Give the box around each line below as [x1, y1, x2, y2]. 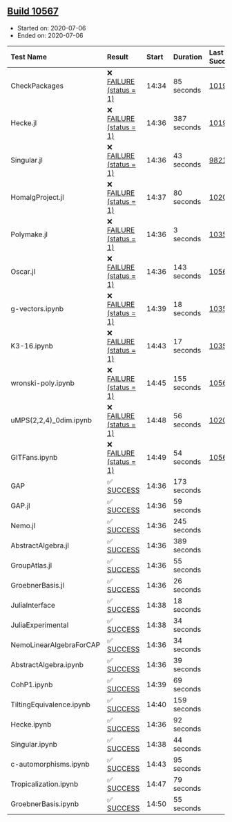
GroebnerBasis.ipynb [10, 798, 79, 808]
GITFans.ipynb [10, 452, 58, 462]
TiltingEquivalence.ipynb [10, 700, 91, 709]
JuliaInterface [10, 600, 55, 610]
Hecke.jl [10, 118, 37, 127]
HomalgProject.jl [10, 192, 64, 202]
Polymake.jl [10, 230, 48, 239]
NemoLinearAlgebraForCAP [10, 639, 101, 649]
